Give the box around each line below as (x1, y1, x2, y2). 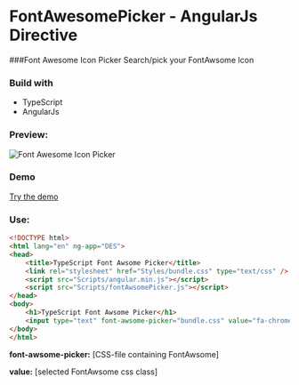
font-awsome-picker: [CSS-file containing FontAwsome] (9, 349, 220, 359)
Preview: (9, 129, 49, 141)
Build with (9, 76, 53, 89)
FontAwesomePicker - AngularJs (9, 6, 258, 27)
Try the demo (9, 191, 59, 202)
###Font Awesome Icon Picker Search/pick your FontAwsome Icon (9, 54, 255, 65)
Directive (9, 25, 78, 45)
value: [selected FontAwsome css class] (9, 366, 158, 377)
